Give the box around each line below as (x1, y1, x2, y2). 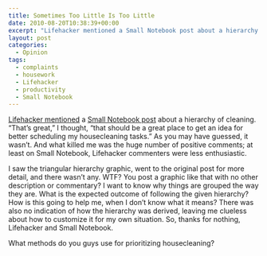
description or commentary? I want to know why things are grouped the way (8, 180, 259, 191)
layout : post (8, 33, 52, 42)
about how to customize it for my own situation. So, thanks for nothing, (8, 215, 241, 224)
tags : (8, 56, 26, 64)
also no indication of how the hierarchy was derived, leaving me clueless (8, 206, 247, 215)
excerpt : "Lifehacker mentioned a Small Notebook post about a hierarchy (8, 26, 259, 34)
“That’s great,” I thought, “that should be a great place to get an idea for (8, 123, 244, 133)
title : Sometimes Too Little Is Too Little (8, 11, 155, 20)
